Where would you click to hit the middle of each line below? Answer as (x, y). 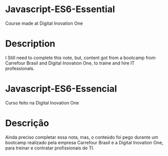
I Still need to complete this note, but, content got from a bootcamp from (80, 58)
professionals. (20, 68)
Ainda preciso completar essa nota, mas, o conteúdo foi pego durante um (82, 137)
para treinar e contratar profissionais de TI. (50, 148)
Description (30, 44)
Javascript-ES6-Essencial (61, 89)
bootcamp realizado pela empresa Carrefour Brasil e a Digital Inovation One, (84, 142)
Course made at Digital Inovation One (44, 23)
